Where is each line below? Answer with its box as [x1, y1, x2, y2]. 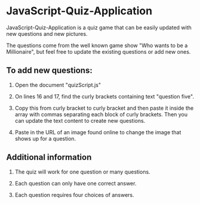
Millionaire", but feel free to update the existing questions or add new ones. [6, 48, 191, 55]
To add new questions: [6, 66, 93, 76]
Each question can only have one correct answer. [14, 180, 137, 187]
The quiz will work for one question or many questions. [14, 168, 150, 175]
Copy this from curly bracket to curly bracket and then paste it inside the [14, 104, 194, 112]
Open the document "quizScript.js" [14, 81, 101, 88]
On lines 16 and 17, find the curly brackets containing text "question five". [14, 92, 194, 100]
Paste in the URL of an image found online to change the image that [14, 128, 181, 135]
